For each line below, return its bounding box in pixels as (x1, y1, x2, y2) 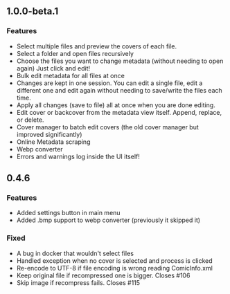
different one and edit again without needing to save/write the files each (16, 86, 222, 94)
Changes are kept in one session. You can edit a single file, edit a (16, 79, 203, 87)
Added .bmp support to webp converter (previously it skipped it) (16, 216, 201, 224)
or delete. (16, 116, 44, 124)
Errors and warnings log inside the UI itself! (16, 152, 140, 160)
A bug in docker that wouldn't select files (16, 249, 134, 257)
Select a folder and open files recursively (16, 49, 134, 57)
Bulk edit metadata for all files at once (16, 71, 125, 80)
